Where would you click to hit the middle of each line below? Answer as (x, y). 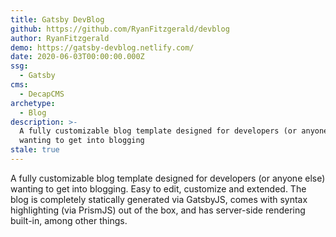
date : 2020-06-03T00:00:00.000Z (77, 57)
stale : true (35, 150)
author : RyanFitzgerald (60, 38)
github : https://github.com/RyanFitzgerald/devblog (120, 29)
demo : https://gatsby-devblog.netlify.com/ (102, 47)
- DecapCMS (42, 94)
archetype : (33, 103)
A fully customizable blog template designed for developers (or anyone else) (168, 178)
